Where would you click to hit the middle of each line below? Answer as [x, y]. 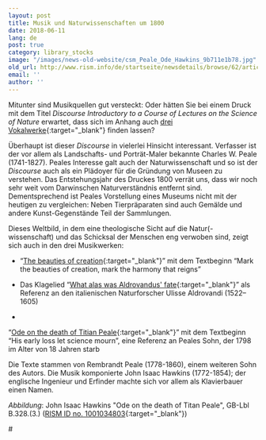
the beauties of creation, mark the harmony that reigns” [110, 269]
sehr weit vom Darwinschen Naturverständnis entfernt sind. [106, 187]
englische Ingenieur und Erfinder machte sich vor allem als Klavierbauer [125, 381]
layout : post [30, 15]
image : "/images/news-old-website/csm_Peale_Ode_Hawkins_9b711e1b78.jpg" [133, 60]
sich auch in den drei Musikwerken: [66, 245]
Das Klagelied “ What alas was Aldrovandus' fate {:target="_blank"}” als [135, 284]
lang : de [23, 38]
